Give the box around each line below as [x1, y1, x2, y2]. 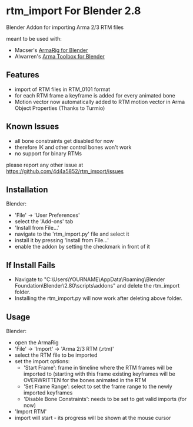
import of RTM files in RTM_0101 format [14, 86, 111, 93]
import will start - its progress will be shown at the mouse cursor [14, 415, 172, 421]
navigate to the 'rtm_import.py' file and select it [14, 230, 129, 237]
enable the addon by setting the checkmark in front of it [14, 243, 150, 250]
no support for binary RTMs [14, 149, 82, 157]
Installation [6, 184, 48, 194]
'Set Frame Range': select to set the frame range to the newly [23, 383, 172, 390]
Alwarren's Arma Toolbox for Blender [14, 53, 105, 60]
